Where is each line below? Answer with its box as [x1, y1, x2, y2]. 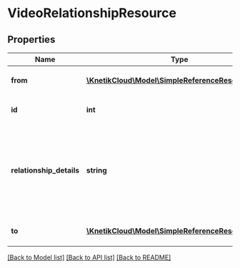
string [86, 165, 107, 175]
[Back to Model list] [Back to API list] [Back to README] [7, 253, 171, 262]
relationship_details [11, 165, 80, 175]
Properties [7, 33, 56, 46]
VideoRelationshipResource [7, 5, 177, 21]
